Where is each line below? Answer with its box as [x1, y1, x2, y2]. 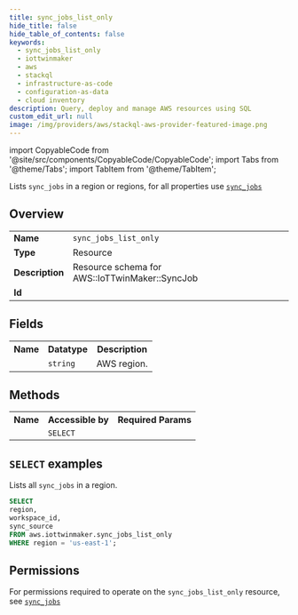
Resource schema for [72, 260, 162, 273]
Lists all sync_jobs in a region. [9, 480, 118, 491]
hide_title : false [9, 21, 77, 30]
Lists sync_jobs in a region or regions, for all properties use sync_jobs [9, 181, 263, 191]
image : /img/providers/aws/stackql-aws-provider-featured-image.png [9, 121, 268, 130]
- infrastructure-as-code [17, 79, 114, 88]
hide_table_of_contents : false [9, 29, 125, 38]
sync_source [9, 522, 53, 531]
